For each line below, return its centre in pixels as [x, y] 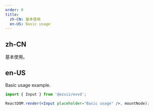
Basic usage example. [28, 85]
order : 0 [14, 10]
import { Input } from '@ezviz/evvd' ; [46, 94]
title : [12, 15]
